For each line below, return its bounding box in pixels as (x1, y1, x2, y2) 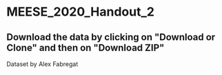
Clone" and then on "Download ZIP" (6, 42, 165, 53)
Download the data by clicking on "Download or (6, 31, 216, 43)
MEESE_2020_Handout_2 (6, 4, 154, 20)
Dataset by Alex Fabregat (6, 60, 79, 68)
